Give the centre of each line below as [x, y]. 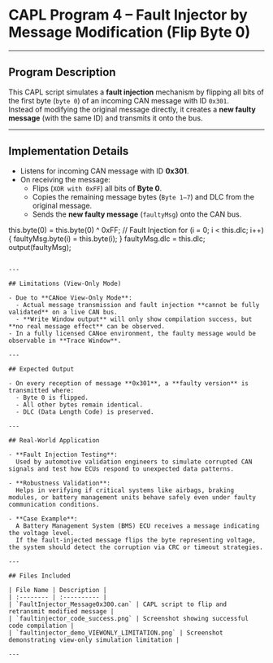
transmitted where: [41, 390]
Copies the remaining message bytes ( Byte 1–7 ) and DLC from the [143, 196]
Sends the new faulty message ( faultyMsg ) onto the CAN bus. [137, 214]
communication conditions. [54, 504]
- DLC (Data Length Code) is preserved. [85, 412]
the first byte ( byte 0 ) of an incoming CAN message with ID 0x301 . [119, 100]
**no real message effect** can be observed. [87, 326]
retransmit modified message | [61, 611]
